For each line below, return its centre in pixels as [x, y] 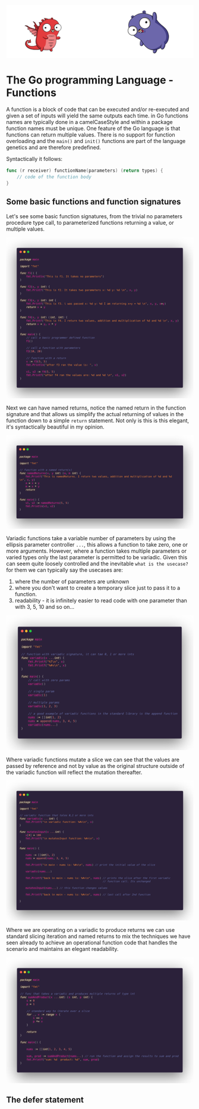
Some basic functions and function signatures [94, 202]
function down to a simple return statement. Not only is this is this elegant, [98, 420]
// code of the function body [54, 177]
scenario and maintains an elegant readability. [62, 949]
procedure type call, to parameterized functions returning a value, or [90, 222]
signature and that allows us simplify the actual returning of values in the [95, 414]
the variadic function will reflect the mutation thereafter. [74, 772]
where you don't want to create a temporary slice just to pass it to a [97, 588]
